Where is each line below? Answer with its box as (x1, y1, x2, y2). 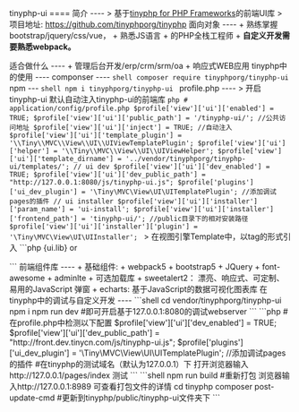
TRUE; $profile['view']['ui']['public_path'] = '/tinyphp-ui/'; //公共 (9, 114, 279, 123)
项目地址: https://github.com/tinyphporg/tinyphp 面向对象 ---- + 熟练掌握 (9, 19, 278, 30)
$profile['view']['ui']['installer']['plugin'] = (9, 222, 199, 231)
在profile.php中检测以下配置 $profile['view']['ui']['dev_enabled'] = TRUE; (9, 317, 278, 328)
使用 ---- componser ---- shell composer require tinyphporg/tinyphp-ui (16, 72, 289, 82)
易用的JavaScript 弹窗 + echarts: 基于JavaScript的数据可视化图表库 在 (9, 284, 269, 294)
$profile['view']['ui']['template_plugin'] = (9, 131, 182, 140)
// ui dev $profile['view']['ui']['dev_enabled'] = (73, 162, 270, 171)
